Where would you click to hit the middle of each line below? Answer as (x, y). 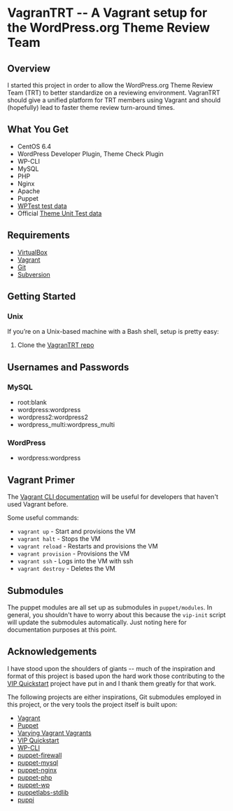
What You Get (38, 130)
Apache (29, 191)
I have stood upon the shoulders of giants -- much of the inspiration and (111, 668)
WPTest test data (42, 206)
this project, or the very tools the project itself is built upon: (92, 704)
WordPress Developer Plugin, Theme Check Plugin (91, 154)
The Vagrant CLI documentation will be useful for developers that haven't (113, 497)
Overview (29, 68)
